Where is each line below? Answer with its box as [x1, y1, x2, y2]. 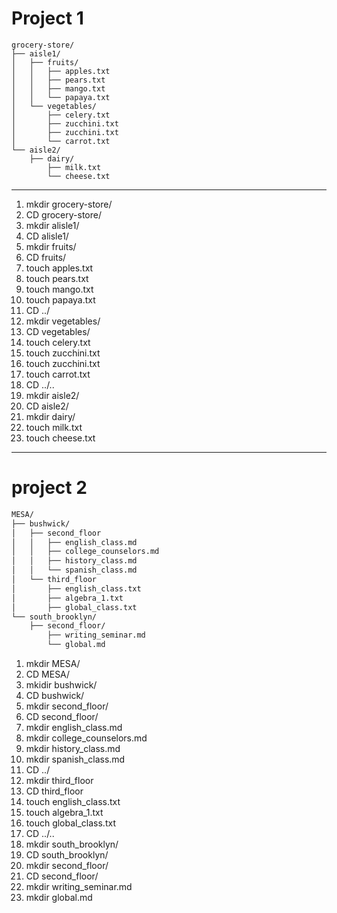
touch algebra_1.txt [25, 807, 104, 818]
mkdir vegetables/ [25, 315, 101, 327]
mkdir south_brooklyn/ [25, 838, 119, 850]
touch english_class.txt [25, 796, 121, 807]
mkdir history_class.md [25, 743, 121, 754]
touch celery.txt [25, 336, 91, 348]
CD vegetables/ [25, 325, 91, 337]
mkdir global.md [25, 892, 93, 903]
